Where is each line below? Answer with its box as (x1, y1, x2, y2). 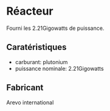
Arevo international (6, 99, 54, 106)
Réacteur (6, 4, 53, 18)
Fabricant (6, 82, 44, 93)
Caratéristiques (6, 42, 67, 52)
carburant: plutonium (15, 58, 68, 65)
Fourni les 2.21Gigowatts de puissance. (6, 24, 105, 32)
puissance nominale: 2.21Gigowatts (15, 65, 105, 72)
